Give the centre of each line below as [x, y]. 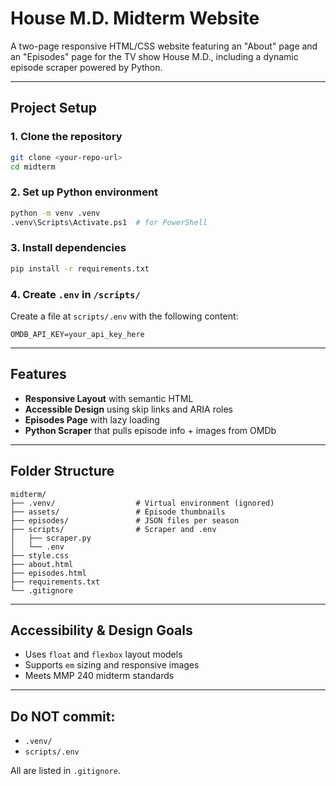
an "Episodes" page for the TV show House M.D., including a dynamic [154, 56]
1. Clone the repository [66, 137]
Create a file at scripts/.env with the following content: [124, 316]
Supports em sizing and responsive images [112, 665]
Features [38, 374]
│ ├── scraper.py [51, 538]
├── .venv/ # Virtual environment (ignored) [142, 503]
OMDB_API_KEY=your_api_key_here [77, 334]
